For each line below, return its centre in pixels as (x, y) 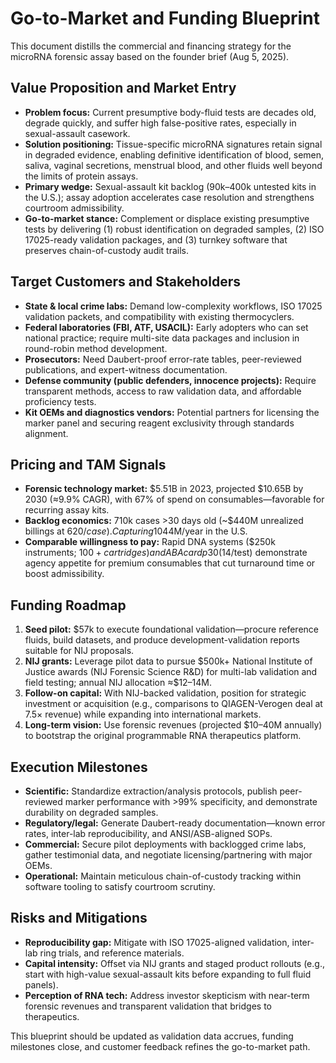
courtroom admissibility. (74, 208)
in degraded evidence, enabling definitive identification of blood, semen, (174, 154)
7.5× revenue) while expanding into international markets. (143, 714)
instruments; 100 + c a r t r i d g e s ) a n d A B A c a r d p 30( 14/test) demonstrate (166, 553)
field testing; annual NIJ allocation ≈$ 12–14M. (118, 683)
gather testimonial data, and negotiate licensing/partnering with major (168, 855)
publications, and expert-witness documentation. (126, 369)
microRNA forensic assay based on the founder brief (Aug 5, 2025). (150, 56)
